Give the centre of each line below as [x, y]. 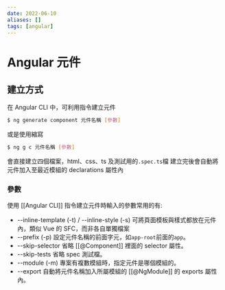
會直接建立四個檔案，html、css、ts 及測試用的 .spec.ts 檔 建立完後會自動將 [113, 161]
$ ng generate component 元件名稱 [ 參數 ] [64, 121]
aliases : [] [24, 20]
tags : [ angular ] [30, 26]
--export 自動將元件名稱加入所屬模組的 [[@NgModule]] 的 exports [110, 271]
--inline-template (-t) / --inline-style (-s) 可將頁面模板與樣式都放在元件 [117, 220]
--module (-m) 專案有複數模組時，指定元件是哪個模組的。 [98, 263]
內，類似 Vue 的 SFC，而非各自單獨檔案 [73, 229]
